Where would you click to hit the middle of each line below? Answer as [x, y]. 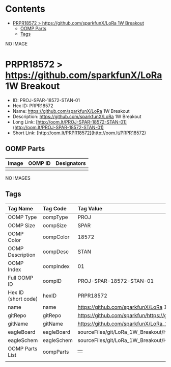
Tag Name [20, 208]
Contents [25, 9]
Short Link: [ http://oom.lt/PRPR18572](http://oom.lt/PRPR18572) [79, 133]
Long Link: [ [25, 122]
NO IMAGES [18, 178]
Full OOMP [21, 278]
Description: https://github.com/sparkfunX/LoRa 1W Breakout [77, 116]
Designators [71, 163]
